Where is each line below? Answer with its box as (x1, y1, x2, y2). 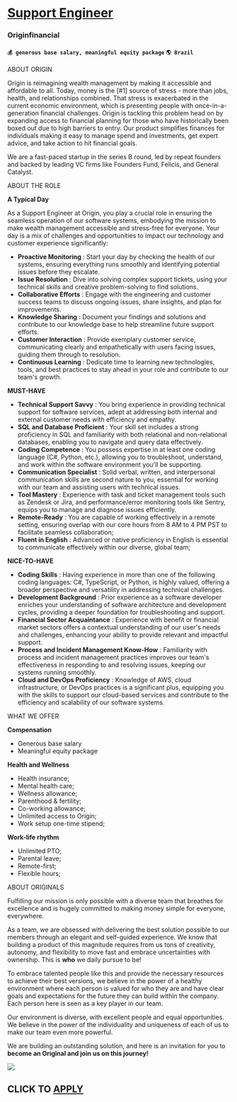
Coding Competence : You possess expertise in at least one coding (17, 446, 216, 454)
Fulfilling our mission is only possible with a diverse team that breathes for (7, 897, 224, 905)
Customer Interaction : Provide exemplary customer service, (17, 335, 196, 344)
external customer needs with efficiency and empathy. (17, 415, 177, 424)
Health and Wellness (7, 760, 69, 769)
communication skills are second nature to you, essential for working (17, 475, 219, 484)
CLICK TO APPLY (7, 1083, 83, 1095)
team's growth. (17, 373, 62, 381)
